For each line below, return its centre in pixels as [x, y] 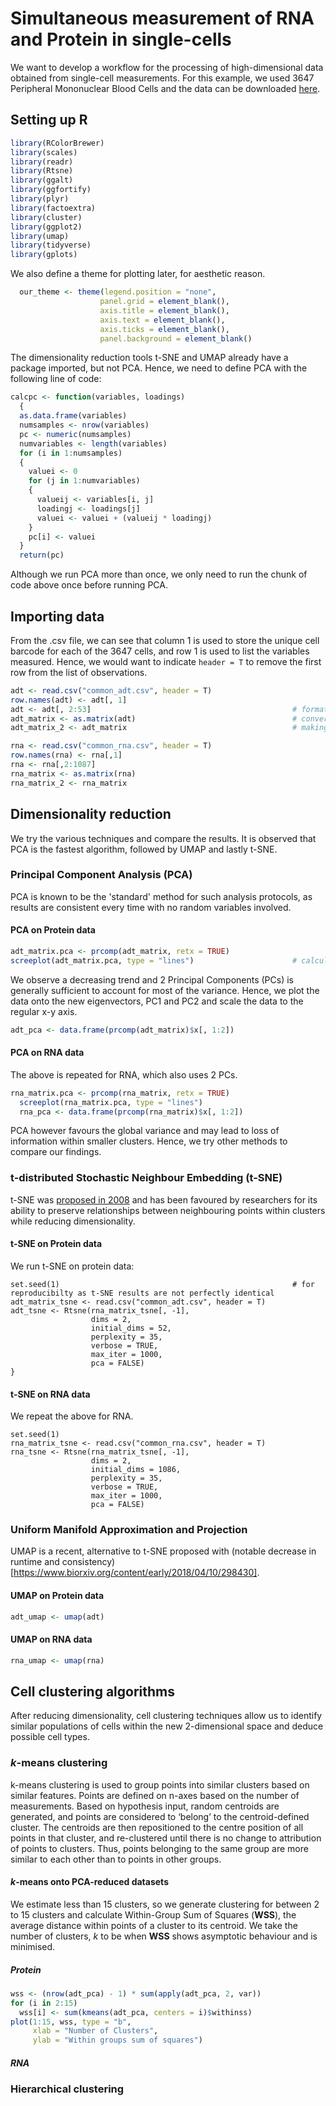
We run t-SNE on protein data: [72, 1266]
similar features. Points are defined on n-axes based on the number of [155, 1795]
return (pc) [42, 555]
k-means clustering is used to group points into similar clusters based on [160, 1784]
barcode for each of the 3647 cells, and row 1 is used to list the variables [160, 651]
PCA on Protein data [53, 930]
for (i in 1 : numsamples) [71, 453]
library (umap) [40, 236]
